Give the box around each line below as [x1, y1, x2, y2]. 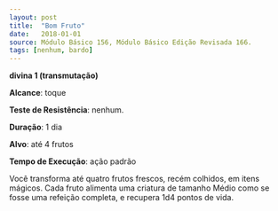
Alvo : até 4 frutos [9, 139, 74, 150]
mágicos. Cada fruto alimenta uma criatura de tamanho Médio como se [9, 183, 270, 193]
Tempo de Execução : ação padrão [9, 156, 137, 167]
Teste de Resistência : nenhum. [9, 105, 124, 115]
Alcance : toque [9, 88, 67, 98]
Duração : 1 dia [9, 121, 62, 133]
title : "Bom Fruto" [9, 21, 86, 30]
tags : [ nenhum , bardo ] [9, 46, 93, 55]
